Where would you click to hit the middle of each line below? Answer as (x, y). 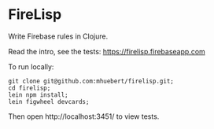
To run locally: (31, 66)
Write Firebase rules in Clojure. (58, 36)
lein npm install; (38, 95)
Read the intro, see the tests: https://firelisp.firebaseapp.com (107, 51)
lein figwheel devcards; (49, 101)
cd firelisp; (30, 88)
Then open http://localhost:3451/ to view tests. (84, 116)
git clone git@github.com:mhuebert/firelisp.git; (91, 81)
